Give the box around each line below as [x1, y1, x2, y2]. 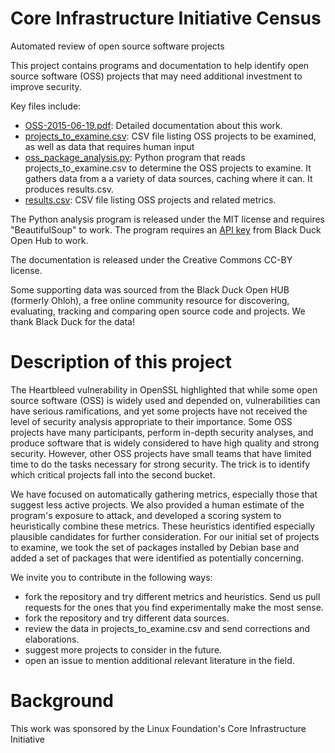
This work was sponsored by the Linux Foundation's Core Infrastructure [10, 722, 307, 734]
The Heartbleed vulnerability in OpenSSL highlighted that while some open [10, 383, 318, 396]
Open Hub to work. [10, 234, 89, 246]
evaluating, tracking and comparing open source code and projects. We [10, 305, 306, 317]
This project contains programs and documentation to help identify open [10, 59, 310, 71]
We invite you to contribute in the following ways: [10, 571, 213, 583]
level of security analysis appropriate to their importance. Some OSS [10, 415, 293, 427]
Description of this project [10, 351, 233, 374]
